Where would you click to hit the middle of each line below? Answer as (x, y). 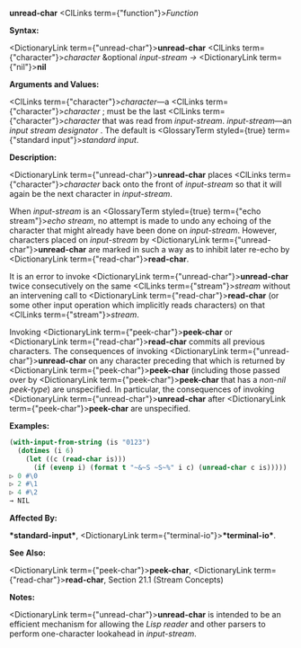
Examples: (29, 426)
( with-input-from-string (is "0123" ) (80, 442)
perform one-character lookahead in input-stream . (103, 634)
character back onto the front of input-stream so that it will (173, 184)
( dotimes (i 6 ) (46, 450)
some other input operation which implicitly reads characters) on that (137, 305)
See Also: (28, 553)
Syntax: (24, 30)
